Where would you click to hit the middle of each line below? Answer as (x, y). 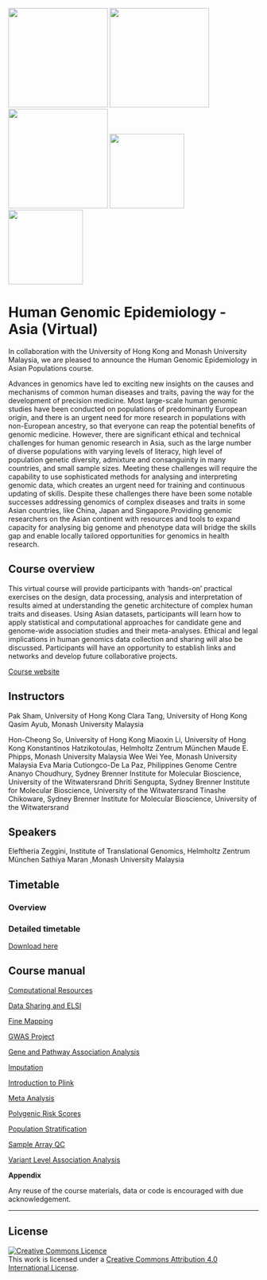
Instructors (37, 696)
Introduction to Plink (41, 1083)
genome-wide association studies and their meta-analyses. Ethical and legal (133, 630)
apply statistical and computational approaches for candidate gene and (125, 622)
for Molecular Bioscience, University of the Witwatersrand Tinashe (117, 790)
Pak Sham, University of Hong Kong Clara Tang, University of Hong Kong (128, 715)
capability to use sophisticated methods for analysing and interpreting (123, 477)
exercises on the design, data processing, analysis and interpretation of (125, 597)
